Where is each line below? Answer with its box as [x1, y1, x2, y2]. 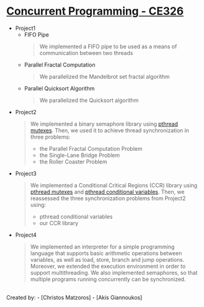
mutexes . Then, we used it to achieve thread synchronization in [30, 126, 189, 134]
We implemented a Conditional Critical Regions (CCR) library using [30, 181, 198, 189]
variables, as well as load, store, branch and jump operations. [30, 256, 185, 263]
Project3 [15, 170, 37, 177]
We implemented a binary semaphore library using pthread [30, 120, 178, 128]
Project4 [15, 231, 37, 239]
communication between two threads [39, 49, 133, 56]
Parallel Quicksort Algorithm [24, 84, 95, 92]
